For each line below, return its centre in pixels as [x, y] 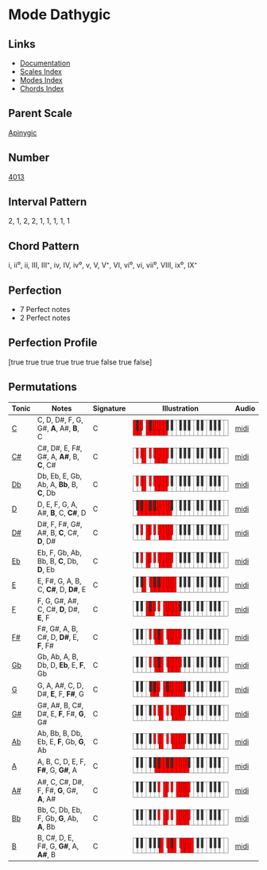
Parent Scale [41, 113]
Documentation [45, 63]
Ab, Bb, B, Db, [60, 733]
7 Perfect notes [45, 310]
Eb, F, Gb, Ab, [59, 552]
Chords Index [42, 88]
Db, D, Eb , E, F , [61, 665]
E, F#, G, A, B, [59, 581]
